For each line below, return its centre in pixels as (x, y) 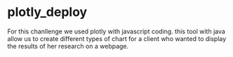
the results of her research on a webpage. (68, 46)
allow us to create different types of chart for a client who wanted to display (117, 38)
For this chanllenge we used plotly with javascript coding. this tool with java (116, 31)
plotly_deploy (47, 12)
